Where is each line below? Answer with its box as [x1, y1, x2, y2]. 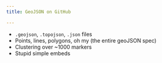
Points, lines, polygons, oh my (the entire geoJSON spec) [14, 37, 157, 44]
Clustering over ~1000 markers [14, 43, 92, 50]
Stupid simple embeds [14, 49, 71, 57]
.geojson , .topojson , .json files [14, 31, 92, 38]
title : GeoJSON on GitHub [6, 8, 71, 15]
